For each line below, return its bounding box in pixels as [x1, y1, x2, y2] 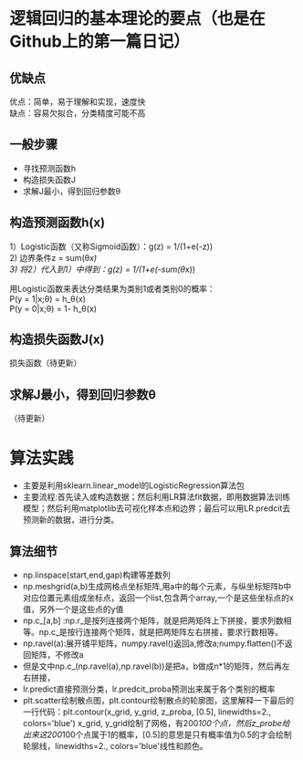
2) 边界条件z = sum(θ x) [9, 252, 98, 263]
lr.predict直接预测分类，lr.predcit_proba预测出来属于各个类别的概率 [22, 683, 276, 694]
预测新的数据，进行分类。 [22, 515, 120, 526]
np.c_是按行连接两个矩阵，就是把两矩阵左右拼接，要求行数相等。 [38, 627, 284, 637]
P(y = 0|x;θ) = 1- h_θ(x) [9, 303, 98, 314]
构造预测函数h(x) [9, 215, 106, 231]
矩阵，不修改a [30, 650, 84, 660]
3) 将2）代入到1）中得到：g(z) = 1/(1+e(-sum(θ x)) [9, 264, 196, 275]
